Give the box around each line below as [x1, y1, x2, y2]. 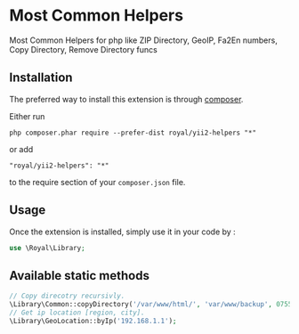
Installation [9, 70, 73, 86]
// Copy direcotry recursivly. [9, 291, 125, 301]
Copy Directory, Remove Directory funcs [9, 44, 158, 54]
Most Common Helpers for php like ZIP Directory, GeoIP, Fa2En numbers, [9, 35, 278, 45]
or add [9, 143, 34, 154]
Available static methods [9, 268, 149, 283]
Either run [9, 110, 45, 121]
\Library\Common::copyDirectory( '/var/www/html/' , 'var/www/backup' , [9, 300, 273, 309]
